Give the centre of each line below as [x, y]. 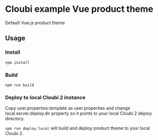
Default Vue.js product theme [35, 23]
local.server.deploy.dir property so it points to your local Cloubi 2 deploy [79, 113]
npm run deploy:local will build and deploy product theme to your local [78, 128]
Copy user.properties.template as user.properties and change [68, 108]
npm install [17, 63]
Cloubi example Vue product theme [79, 9]
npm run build [20, 85]
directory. [15, 119]
